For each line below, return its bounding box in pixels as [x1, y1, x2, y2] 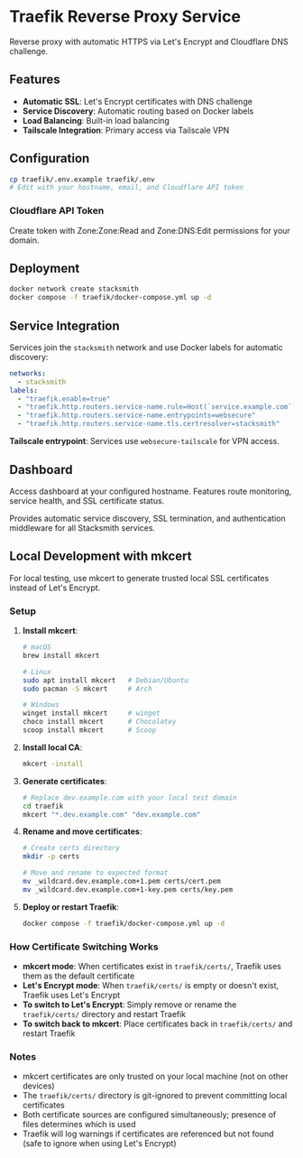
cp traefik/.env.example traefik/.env [9, 174, 155, 184]
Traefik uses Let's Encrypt [22, 989, 121, 1000]
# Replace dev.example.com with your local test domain [22, 792, 237, 802]
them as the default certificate [22, 970, 135, 981]
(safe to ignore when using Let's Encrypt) [22, 1138, 178, 1149]
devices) [22, 1080, 56, 1091]
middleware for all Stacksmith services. [9, 522, 156, 533]
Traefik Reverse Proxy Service [9, 6, 242, 27]
